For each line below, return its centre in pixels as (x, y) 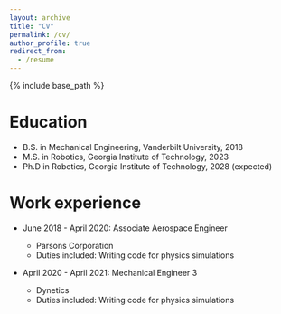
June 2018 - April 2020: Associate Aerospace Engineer (125, 228)
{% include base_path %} (57, 86)
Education (48, 122)
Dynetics (52, 290)
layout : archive (40, 18)
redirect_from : (38, 52)
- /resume (36, 60)
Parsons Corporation (75, 245)
